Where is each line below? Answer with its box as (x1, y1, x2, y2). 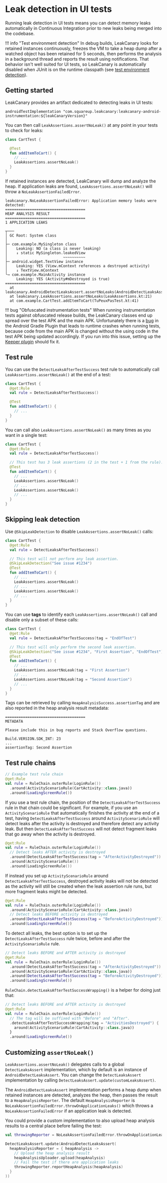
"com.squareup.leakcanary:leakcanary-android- (63, 109, 162, 114)
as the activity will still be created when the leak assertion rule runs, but (5, 883, 152, 889)
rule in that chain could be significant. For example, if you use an (5, 804, 138, 811)
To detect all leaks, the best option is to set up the (5, 930, 107, 936)
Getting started (5, 86, 54, 95)
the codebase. (5, 30, 35, 36)
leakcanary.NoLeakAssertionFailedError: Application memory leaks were (5, 198, 157, 203)
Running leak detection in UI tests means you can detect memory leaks (5, 20, 151, 26)
